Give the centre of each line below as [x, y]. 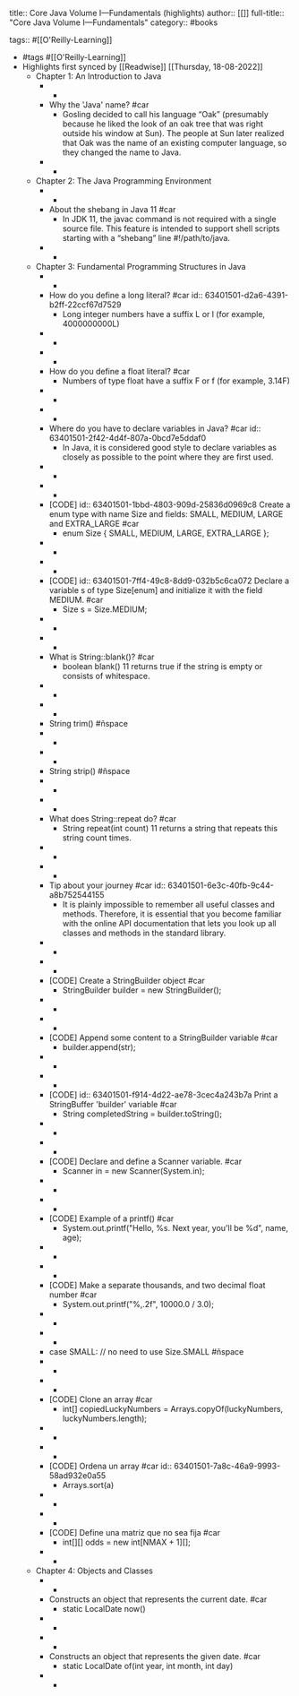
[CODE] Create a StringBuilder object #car [127, 981]
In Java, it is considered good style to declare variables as [170, 448]
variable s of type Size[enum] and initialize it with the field [156, 590]
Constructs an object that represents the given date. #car [155, 1656]
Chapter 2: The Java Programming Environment [124, 181]
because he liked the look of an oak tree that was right [163, 124]
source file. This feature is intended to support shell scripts [171, 228]
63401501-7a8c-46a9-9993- [227, 1466]
